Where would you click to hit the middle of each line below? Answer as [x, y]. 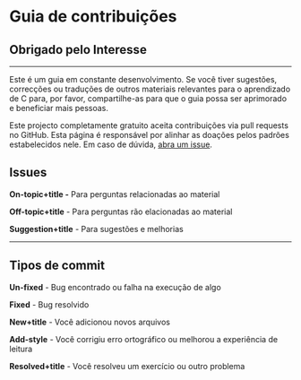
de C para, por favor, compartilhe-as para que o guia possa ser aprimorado [148, 99]
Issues [28, 173]
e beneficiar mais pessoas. [59, 108]
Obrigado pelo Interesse [78, 50]
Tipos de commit [57, 266]
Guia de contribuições [93, 17]
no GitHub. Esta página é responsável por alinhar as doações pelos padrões [149, 135]
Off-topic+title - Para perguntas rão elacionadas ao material [121, 212]
